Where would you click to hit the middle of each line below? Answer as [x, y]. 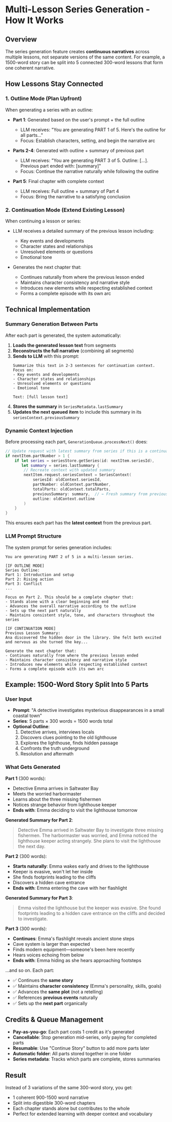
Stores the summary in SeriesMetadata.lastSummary [68, 406]
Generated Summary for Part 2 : [39, 820]
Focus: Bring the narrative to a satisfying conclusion [75, 196]
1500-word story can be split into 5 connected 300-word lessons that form [84, 62]
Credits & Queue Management [55, 1019]
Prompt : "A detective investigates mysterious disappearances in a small [89, 710]
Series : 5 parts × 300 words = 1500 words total [63, 721]
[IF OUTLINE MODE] [25, 566]
